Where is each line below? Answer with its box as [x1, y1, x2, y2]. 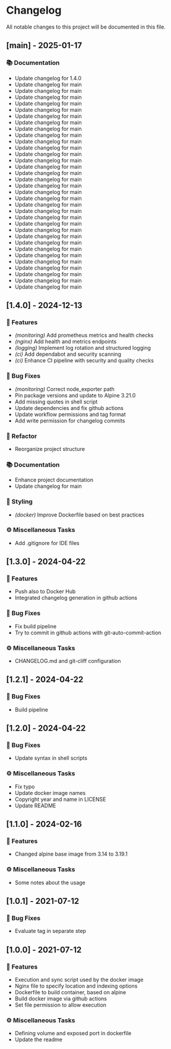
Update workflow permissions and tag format [14, 411, 126, 418]
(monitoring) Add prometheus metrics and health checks [14, 331, 154, 339]
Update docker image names [14, 789, 86, 796]
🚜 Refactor [6, 432, 37, 440]
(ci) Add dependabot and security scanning [14, 350, 122, 358]
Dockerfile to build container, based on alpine [14, 989, 126, 996]
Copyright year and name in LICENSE [14, 796, 106, 803]
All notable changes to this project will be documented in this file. [6, 23, 166, 30]
